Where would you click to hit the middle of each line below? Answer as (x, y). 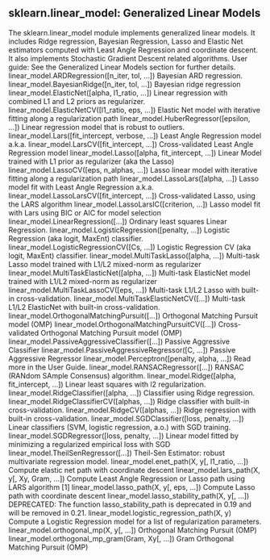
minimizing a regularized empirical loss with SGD (89, 444)
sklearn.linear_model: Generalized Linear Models (135, 13)
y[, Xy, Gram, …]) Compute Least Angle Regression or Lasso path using (127, 479)
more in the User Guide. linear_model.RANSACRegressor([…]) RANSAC (126, 367)
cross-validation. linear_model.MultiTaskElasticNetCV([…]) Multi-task (131, 299)
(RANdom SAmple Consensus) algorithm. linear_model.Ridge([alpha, (122, 375)
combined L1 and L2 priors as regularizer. (77, 101)
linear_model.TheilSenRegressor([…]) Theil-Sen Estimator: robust (117, 453)
